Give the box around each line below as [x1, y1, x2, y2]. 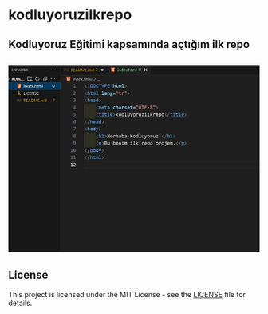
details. [8, 298, 33, 308]
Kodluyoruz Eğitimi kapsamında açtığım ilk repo [8, 38, 250, 51]
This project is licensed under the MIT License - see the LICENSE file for [8, 289, 246, 299]
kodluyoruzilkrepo [8, 6, 132, 24]
